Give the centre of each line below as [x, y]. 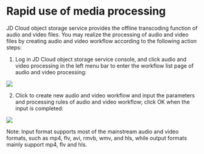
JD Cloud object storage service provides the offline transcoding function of [102, 28]
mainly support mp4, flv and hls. [47, 144]
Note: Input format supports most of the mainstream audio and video [93, 131]
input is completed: [39, 108]
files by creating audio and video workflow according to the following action [101, 41]
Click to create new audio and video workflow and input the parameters [105, 95]
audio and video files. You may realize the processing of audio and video [97, 34]
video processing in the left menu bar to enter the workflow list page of [104, 66]
